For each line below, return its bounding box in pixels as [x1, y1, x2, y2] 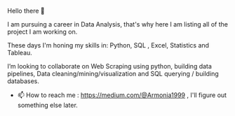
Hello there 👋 [7, 7, 46, 15]
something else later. [17, 101, 79, 109]
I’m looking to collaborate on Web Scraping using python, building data [7, 62, 213, 70]
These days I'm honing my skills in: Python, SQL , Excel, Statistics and [7, 41, 209, 49]
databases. [7, 77, 40, 85]
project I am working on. [7, 28, 78, 36]
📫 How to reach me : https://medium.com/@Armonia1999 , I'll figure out [17, 91, 227, 99]
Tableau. [7, 49, 33, 57]
